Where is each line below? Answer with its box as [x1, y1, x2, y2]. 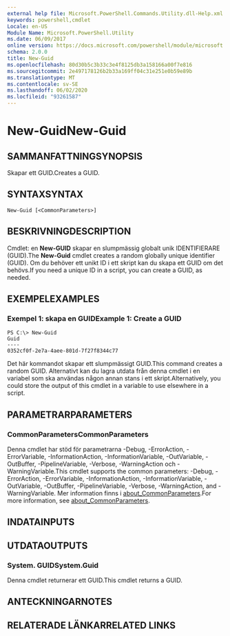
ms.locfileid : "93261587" [7, 94, 81, 101]
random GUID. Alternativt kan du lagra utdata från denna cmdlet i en [7, 367, 201, 376]
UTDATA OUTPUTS [7, 540, 88, 551]
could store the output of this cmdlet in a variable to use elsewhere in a [7, 382, 209, 390]
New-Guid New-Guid [7, 123, 127, 139]
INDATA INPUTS [7, 516, 75, 528]
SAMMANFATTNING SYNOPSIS [7, 150, 143, 162]
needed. [7, 273, 31, 281]
